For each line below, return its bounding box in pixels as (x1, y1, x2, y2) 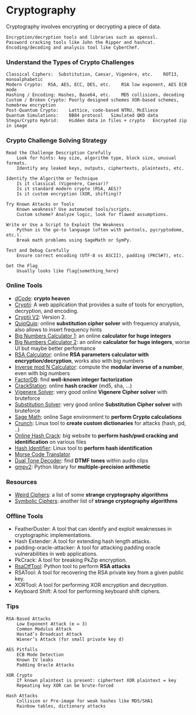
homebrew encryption (6, 102, 57, 109)
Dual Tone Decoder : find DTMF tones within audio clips (14, 457, 149, 464)
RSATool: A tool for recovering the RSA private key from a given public (14, 569, 184, 576)
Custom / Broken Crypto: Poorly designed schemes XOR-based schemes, (6, 97, 180, 103)
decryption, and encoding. (14, 307, 79, 314)
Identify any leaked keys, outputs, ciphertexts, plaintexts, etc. (16, 165, 184, 171)
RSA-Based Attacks (6, 616, 51, 622)
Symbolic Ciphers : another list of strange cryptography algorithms (14, 497, 178, 505)
